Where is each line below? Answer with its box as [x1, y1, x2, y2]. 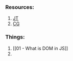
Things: [5, 33, 25, 40]
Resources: [5, 4, 34, 11]
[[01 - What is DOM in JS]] [12, 45, 68, 51]
